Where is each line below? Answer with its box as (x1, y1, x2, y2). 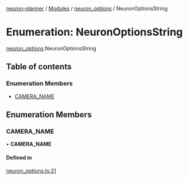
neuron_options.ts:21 (6, 167, 56, 174)
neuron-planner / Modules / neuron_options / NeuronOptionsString (6, 5, 168, 12)
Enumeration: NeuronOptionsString (6, 26, 183, 39)
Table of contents (6, 62, 72, 72)
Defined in (6, 154, 32, 161)
